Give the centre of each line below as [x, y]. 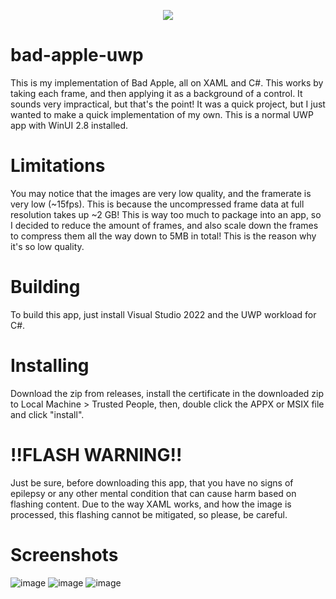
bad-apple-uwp [77, 55]
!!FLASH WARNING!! [96, 454]
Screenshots [64, 554]
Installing [50, 366]
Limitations [58, 166]
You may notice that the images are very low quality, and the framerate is [161, 193]
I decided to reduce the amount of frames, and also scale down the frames [164, 225]
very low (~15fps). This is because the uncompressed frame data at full [157, 204]
